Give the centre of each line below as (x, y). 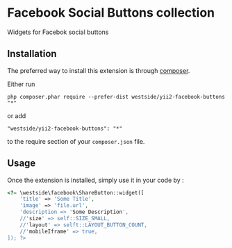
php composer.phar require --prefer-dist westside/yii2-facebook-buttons (116, 97)
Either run (21, 84)
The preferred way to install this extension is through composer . (99, 70)
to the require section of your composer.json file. (76, 141)
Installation (32, 54)
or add (17, 115)
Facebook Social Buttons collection (111, 13)
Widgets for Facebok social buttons (58, 32)
